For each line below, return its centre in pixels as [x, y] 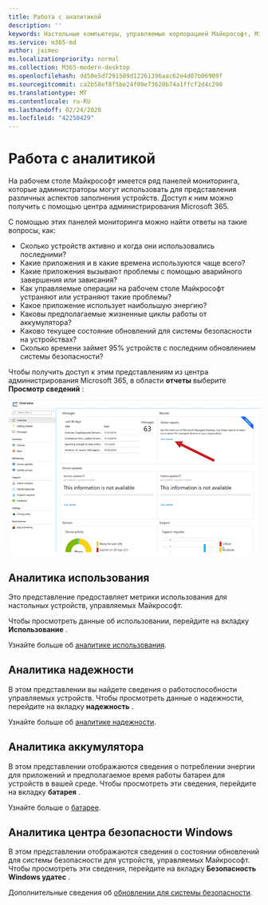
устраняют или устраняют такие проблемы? [95, 297]
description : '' [35, 25]
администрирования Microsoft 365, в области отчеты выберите [117, 381]
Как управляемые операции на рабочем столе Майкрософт [122, 289]
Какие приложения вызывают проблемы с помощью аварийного [131, 271]
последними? [43, 254]
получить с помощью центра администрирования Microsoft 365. [119, 206]
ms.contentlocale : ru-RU [49, 101]
